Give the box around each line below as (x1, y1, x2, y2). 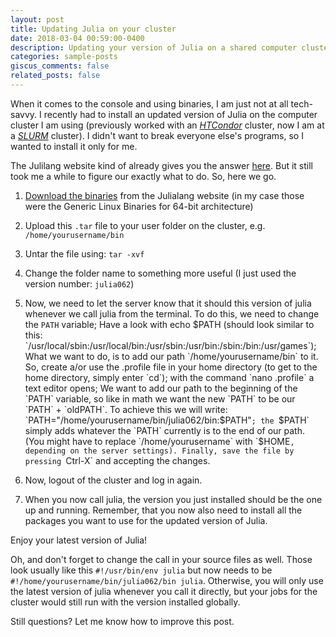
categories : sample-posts (10, 52, 118, 62)
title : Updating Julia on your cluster (10, 24, 177, 34)
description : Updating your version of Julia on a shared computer (10, 42, 298, 53)
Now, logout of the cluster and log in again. (24, 474, 203, 486)
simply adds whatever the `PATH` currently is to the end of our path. (24, 424, 305, 436)
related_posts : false (10, 71, 101, 81)
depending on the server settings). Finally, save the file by (24, 446, 295, 456)
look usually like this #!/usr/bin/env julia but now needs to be (10, 564, 273, 576)
